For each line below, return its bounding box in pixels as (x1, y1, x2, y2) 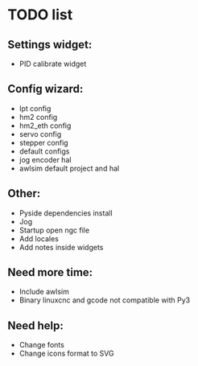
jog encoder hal (19, 154, 72, 164)
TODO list (7, 6, 73, 24)
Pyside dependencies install (19, 208, 113, 218)
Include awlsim (19, 287, 69, 297)
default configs (19, 146, 70, 156)
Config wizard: (7, 82, 84, 96)
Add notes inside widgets (19, 242, 104, 252)
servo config (19, 129, 62, 138)
